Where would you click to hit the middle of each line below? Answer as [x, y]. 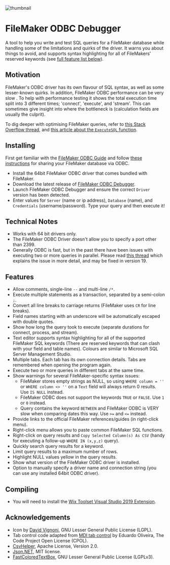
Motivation [23, 75]
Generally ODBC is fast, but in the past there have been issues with [83, 250]
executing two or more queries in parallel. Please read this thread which [88, 255]
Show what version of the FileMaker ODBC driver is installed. [76, 463]
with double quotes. [33, 322]
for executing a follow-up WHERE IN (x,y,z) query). [66, 441]
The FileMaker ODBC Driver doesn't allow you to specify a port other [84, 239]
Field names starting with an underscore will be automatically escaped [86, 316]
